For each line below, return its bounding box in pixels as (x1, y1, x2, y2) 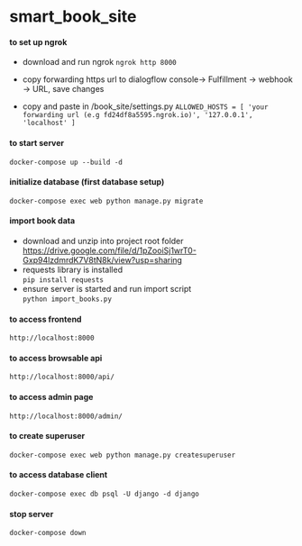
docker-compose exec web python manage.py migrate (9, 196, 204, 205)
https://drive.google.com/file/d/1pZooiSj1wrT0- (22, 245, 197, 256)
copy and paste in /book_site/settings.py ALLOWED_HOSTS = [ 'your (22, 101, 269, 112)
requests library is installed (22, 264, 124, 275)
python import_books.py (22, 295, 113, 304)
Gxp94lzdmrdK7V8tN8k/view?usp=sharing (22, 255, 183, 265)
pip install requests (22, 276, 104, 285)
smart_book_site (9, 6, 137, 27)
